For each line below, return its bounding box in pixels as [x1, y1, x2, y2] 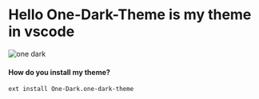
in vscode [8, 22, 75, 41]
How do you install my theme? [8, 67, 110, 77]
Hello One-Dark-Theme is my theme [8, 6, 252, 24]
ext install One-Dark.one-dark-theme [8, 85, 134, 93]
